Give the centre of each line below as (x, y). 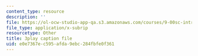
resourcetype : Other (32, 33)
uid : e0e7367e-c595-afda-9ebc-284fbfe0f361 (60, 44)
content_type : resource (35, 11)
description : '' (26, 17)
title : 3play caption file (39, 38)
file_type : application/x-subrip (47, 28)
